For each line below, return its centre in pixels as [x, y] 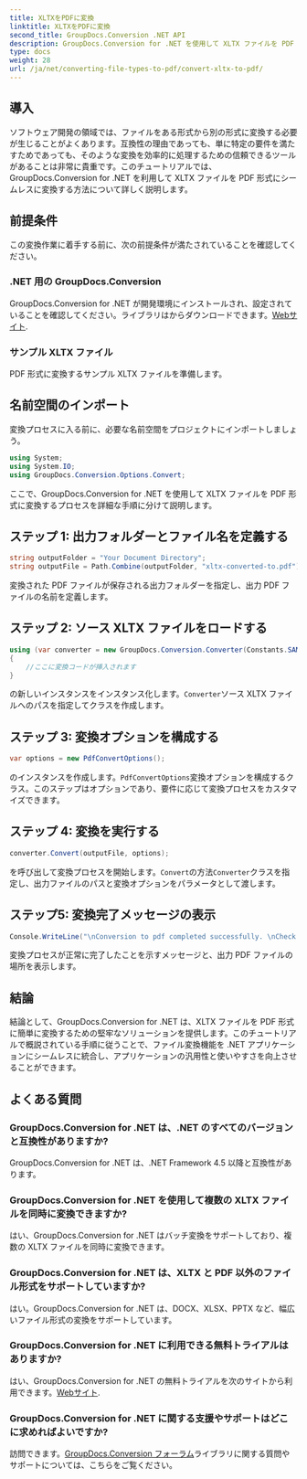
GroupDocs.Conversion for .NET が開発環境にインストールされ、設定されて [151, 303]
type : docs [30, 52]
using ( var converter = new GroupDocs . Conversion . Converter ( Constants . [148, 650]
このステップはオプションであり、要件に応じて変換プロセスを [149, 789]
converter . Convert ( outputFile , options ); [90, 853]
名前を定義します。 [77, 597]
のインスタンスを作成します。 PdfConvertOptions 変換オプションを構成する [148, 777]
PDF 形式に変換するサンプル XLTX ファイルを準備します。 [118, 374]
